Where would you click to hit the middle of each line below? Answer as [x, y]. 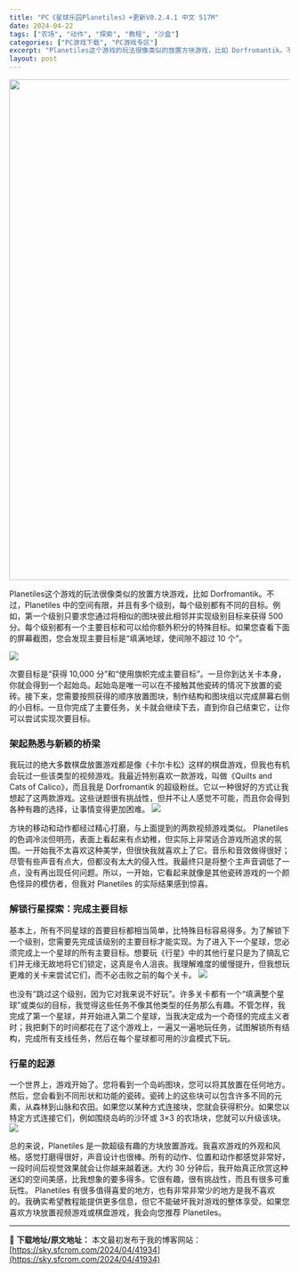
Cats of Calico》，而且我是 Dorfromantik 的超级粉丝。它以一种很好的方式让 [145, 787]
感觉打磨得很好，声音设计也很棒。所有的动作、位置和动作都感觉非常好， [157, 1156]
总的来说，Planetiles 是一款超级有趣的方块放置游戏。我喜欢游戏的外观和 [141, 1146]
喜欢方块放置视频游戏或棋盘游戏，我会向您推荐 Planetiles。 [118, 1212]
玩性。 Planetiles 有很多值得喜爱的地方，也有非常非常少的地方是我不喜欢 [142, 1190]
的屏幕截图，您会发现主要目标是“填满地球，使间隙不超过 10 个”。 [128, 638]
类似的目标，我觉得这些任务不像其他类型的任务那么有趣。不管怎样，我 [157, 1005]
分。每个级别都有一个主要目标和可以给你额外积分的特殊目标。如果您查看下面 [149, 627]
